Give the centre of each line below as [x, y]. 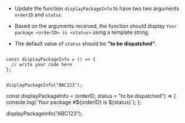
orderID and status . [38, 15]
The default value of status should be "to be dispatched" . [85, 44]
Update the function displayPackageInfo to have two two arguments [97, 8]
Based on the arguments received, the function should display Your [96, 26]
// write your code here [42, 64]
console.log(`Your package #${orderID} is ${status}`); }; [74, 102]
